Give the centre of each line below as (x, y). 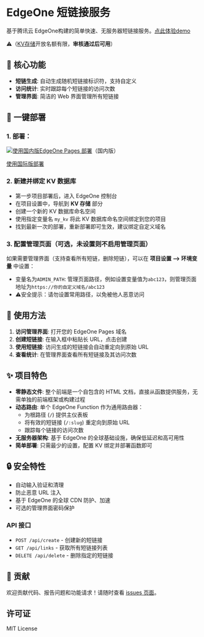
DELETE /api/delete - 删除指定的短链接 (64, 555)
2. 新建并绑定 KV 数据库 (41, 181)
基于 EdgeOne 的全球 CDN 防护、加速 (63, 500)
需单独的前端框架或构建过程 (50, 399)
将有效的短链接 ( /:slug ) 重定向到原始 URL (77, 422)
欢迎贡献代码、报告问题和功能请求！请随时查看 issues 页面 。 (83, 592)
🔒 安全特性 (26, 467)
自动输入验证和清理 (40, 485)
